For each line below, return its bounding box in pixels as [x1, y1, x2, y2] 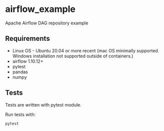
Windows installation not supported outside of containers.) [12, 53, 133, 59]
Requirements [5, 34, 50, 43]
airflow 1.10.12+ [12, 58, 43, 64]
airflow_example [5, 3, 76, 15]
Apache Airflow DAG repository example [5, 20, 88, 26]
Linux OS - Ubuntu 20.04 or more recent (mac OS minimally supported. [12, 47, 159, 53]
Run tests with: [5, 111, 36, 118]
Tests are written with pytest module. [5, 102, 81, 108]
